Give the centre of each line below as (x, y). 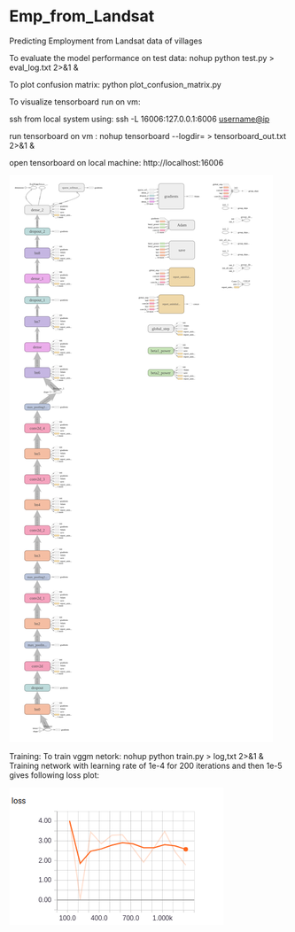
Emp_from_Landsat (82, 16)
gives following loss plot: (54, 775)
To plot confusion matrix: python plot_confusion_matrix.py (115, 84)
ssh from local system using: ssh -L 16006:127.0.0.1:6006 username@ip (140, 119)
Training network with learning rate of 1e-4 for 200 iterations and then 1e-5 (146, 765)
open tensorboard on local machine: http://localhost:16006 (116, 162)
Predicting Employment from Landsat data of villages (106, 41)
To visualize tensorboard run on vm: (75, 101)
